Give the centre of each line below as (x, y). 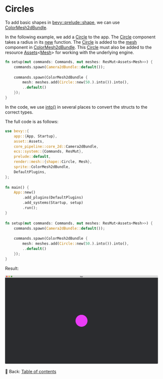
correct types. (19, 112)
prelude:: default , (32, 157)
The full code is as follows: (32, 121)
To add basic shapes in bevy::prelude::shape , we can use (62, 22)
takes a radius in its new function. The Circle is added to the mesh (71, 42)
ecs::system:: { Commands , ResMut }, (49, 151)
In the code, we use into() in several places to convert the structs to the (76, 107)
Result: (12, 268)
